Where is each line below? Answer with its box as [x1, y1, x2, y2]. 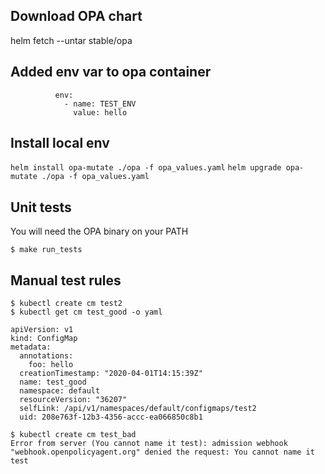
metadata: [10, 342, 52, 353]
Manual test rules [10, 272, 122, 289]
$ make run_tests [10, 245, 83, 255]
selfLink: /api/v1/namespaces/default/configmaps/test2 [19, 404, 257, 414]
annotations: [19, 351, 74, 361]
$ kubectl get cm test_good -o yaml [10, 307, 163, 318]
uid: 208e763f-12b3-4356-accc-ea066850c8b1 [19, 412, 203, 423]
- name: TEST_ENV [63, 99, 137, 109]
